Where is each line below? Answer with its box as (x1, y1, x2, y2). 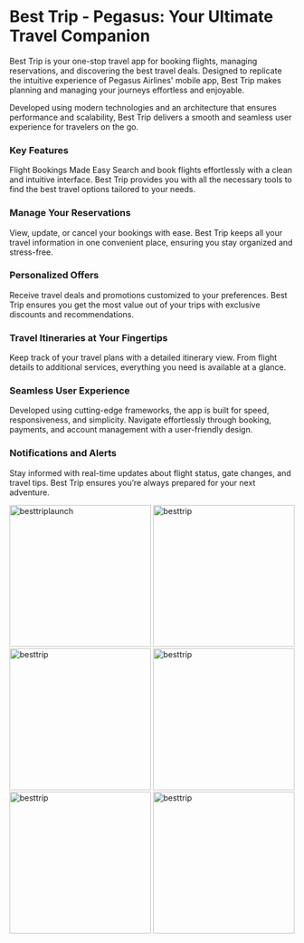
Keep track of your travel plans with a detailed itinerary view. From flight (9, 352, 278, 364)
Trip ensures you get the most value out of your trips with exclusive (9, 299, 261, 310)
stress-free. (9, 247, 53, 258)
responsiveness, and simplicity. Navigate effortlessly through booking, (9, 414, 271, 425)
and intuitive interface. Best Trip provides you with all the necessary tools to (9, 174, 292, 185)
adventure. (9, 487, 50, 498)
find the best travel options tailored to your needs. (9, 184, 196, 195)
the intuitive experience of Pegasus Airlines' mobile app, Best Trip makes (9, 74, 282, 85)
